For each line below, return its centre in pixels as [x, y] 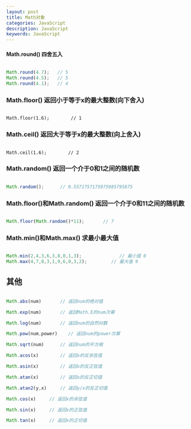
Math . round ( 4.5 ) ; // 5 [37, 78]
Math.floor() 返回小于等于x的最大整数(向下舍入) [75, 100]
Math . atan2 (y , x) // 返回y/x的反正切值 [57, 388]
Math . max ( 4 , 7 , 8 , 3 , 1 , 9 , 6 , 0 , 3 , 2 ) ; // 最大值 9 [72, 262]
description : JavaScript [37, 29]
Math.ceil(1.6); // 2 [43, 153]
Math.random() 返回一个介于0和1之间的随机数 [73, 169]
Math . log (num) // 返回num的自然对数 [57, 323]
